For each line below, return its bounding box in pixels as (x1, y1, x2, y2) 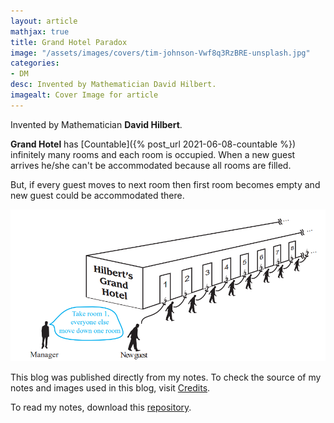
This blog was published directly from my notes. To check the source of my (10, 371, 322, 383)
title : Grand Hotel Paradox (10, 37, 128, 47)
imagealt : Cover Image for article (10, 90, 159, 100)
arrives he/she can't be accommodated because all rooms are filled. (10, 159, 292, 171)
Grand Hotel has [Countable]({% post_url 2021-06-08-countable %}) (10, 138, 297, 150)
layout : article (10, 16, 78, 26)
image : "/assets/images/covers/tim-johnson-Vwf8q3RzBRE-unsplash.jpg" (10, 48, 311, 58)
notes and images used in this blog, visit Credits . (10, 381, 211, 394)
